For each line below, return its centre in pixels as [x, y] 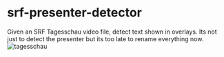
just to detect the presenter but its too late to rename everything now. [105, 38]
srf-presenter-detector [75, 13]
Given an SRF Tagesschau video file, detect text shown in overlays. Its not [112, 32]
